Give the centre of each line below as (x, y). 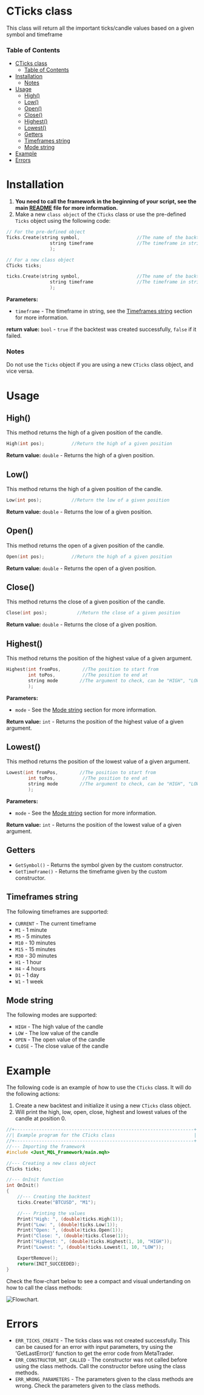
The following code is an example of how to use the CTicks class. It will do (99, 1087)
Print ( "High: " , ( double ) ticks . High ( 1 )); (70, 1219)
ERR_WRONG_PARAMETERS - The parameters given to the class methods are (104, 1379)
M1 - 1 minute (31, 929)
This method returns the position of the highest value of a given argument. (99, 658)
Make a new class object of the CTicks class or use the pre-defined (100, 214)
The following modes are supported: (52, 1015)
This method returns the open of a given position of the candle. (86, 545)
